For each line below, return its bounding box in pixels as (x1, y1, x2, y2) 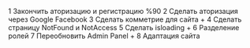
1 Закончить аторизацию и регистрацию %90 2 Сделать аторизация (8, 7, 239, 15)
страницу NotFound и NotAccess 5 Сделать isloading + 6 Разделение (8, 23, 240, 32)
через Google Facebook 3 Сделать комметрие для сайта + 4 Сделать (8, 15, 242, 24)
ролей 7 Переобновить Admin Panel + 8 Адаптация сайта (8, 31, 200, 40)
